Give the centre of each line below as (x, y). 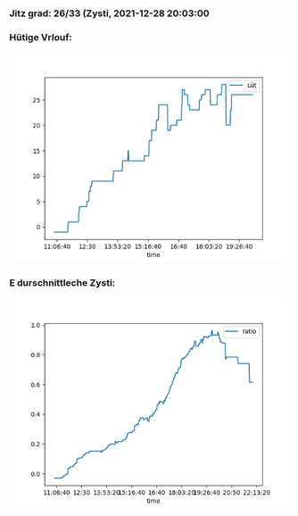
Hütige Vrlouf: (41, 37)
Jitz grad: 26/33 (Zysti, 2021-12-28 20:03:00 (109, 13)
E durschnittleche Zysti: (62, 283)
